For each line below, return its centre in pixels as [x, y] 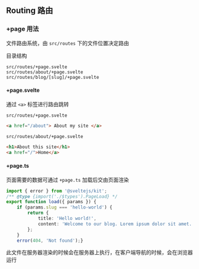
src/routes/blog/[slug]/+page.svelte [53, 77]
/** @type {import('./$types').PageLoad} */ [62, 196]
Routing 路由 [30, 11]
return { [38, 213]
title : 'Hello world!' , [67, 219]
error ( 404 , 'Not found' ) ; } [50, 241]
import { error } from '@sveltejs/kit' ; [57, 191]
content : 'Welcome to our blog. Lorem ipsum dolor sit [107, 224]
